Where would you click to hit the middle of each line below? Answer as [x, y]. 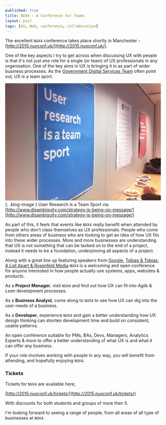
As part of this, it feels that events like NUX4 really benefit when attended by [82, 224]
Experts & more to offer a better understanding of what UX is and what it [79, 340]
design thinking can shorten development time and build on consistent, [77, 320]
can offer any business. [29, 346]
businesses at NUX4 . [25, 418]
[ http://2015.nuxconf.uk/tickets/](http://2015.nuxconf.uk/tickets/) [71, 394]
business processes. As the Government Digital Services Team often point [81, 71]
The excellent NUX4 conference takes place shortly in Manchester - [73, 41]
